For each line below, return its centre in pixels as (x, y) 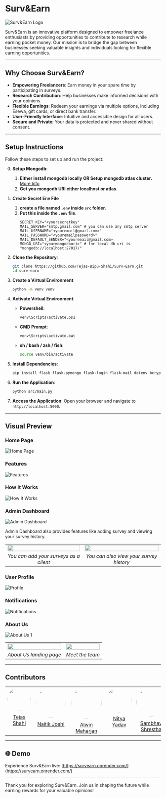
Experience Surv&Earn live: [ (34, 765)
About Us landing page (35, 655)
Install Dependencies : (35, 364)
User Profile (20, 577)
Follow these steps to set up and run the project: (54, 159)
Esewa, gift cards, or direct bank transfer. (54, 111)
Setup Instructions (34, 147)
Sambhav (151, 723)
